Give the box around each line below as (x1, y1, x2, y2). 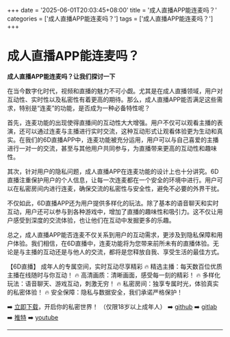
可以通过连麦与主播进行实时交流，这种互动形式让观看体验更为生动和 (25, 127, 217, 135)
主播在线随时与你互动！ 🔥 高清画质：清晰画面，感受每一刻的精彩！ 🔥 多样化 (7, 271, 221, 279)
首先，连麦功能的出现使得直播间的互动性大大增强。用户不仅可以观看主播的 (7, 118, 217, 127)
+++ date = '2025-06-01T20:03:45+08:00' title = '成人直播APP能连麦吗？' (7, 6, 218, 14)
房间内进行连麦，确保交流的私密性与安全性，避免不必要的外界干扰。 (30, 184, 223, 192)
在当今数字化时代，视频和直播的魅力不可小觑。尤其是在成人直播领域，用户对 (7, 86, 223, 95)
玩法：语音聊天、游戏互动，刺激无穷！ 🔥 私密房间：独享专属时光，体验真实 (7, 279, 219, 288)
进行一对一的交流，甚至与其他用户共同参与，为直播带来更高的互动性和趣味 (7, 144, 217, 152)
